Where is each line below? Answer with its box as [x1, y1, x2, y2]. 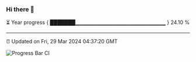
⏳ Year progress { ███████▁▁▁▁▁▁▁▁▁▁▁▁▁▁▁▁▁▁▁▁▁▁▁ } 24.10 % [6, 19, 190, 26]
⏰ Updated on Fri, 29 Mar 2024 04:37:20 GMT [6, 38, 118, 45]
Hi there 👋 [6, 5, 35, 13]
